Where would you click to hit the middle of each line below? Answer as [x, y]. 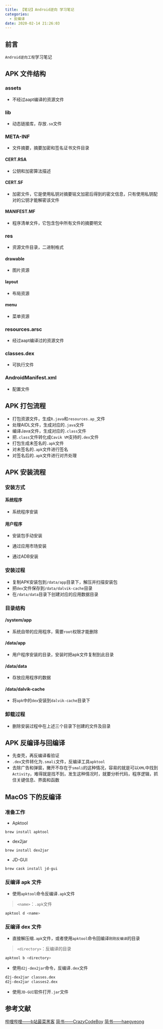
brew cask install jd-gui [31, 869]
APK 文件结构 [26, 74]
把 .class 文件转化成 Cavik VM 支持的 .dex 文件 [55, 437]
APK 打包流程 [26, 406]
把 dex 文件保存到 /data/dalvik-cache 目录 [52, 588]
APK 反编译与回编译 [35, 743]
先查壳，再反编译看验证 [36, 755]
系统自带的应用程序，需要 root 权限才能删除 [55, 631]
